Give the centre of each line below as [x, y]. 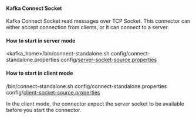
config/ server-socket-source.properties [109, 60]
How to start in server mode [41, 40]
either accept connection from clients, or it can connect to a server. [87, 27]
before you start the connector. [44, 110]
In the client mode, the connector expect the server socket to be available [95, 104]
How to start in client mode [40, 73]
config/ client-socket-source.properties [53, 92]
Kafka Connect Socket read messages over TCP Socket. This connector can [98, 21]
